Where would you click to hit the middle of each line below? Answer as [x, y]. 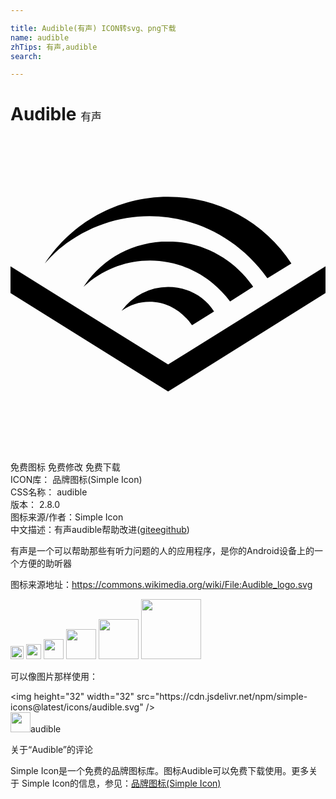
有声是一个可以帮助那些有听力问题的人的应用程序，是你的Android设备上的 [162, 551]
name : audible [40, 37]
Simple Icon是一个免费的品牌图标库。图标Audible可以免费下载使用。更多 [160, 771]
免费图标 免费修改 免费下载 [65, 467]
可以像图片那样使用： [54, 677]
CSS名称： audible [49, 492]
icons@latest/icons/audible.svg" [77, 707]
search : [26, 56]
